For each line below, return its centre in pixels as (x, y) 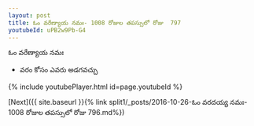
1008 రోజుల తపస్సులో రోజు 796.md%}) (66, 113)
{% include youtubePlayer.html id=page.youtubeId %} (96, 87)
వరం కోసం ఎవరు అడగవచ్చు (59, 70)
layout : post (29, 15)
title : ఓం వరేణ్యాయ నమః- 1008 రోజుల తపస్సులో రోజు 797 (95, 23)
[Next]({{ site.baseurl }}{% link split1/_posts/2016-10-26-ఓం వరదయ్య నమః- (128, 102)
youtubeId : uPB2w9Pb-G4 (47, 30)
